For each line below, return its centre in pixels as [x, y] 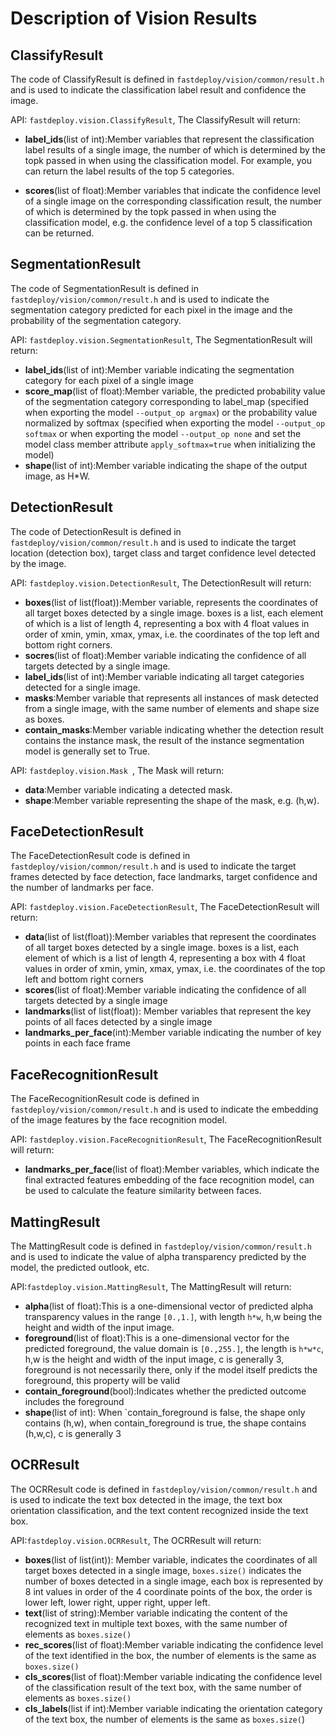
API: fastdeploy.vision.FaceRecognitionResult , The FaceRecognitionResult [166, 1139]
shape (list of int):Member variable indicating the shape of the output [166, 465]
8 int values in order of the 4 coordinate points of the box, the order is [168, 1591]
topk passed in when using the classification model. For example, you [168, 160]
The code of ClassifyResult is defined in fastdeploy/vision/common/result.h [167, 79]
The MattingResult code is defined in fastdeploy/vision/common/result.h [161, 1246]
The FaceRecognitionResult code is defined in [105, 1099]
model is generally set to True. [87, 751]
